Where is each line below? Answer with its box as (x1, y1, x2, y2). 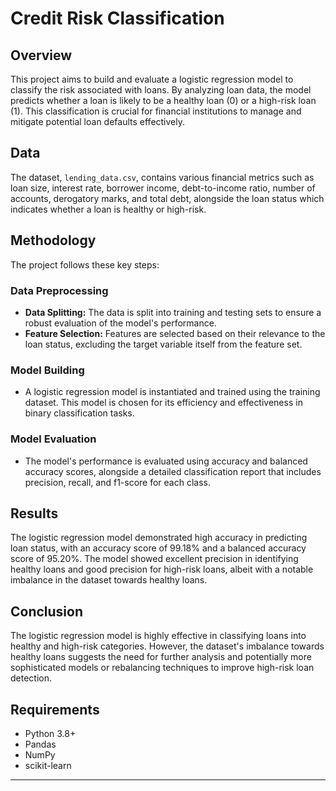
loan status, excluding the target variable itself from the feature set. (24, 338, 303, 350)
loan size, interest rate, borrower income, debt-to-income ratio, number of (10, 182, 316, 194)
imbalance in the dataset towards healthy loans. (10, 574, 208, 586)
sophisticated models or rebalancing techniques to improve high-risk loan (10, 662, 315, 674)
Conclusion (10, 603, 84, 620)
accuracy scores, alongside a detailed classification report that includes (24, 465, 322, 477)
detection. (10, 672, 53, 684)
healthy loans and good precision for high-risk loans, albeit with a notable (10, 563, 314, 576)
